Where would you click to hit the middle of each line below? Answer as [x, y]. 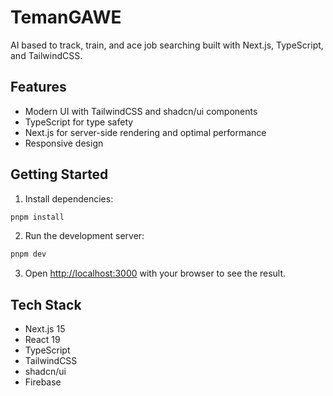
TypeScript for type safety [79, 122]
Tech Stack [46, 304]
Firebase [43, 382]
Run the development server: [84, 236]
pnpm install [37, 217]
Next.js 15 [45, 329]
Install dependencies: [69, 198]
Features [38, 87]
